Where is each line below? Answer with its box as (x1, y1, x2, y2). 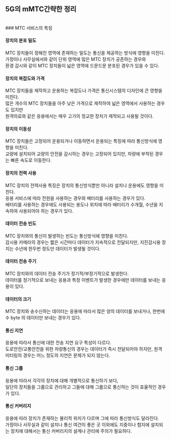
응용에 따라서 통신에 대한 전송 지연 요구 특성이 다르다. (5, 339, 111, 346)
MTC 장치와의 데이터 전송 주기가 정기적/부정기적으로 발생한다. (5, 270, 129, 277)
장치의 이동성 (5, 126, 32, 132)
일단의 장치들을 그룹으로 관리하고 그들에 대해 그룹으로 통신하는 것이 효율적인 (5, 384, 157, 390)
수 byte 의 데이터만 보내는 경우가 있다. (5, 315, 81, 321)
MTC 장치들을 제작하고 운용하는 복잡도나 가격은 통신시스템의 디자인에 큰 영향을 (5, 87, 162, 94)
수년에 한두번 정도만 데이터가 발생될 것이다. (14, 245, 101, 251)
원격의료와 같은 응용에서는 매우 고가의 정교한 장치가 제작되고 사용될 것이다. (5, 113, 154, 119)
